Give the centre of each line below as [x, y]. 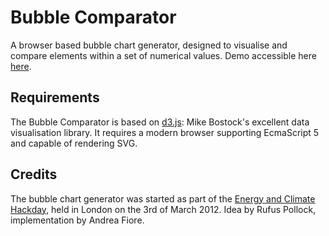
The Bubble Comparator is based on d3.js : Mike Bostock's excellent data [160, 122]
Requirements [55, 97]
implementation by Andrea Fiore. [77, 220]
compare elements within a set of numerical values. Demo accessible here [163, 55]
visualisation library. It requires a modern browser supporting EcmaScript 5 [165, 132]
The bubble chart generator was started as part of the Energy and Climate [163, 198]
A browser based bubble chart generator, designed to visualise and [149, 45]
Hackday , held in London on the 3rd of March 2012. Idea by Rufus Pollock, [163, 209]
